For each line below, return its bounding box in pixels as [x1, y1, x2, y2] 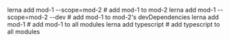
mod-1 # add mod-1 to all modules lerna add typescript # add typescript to [7, 20, 221, 28]
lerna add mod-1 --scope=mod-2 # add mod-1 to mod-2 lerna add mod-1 [7, 6, 217, 14]
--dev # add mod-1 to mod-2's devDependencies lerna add [49, 13, 219, 21]
